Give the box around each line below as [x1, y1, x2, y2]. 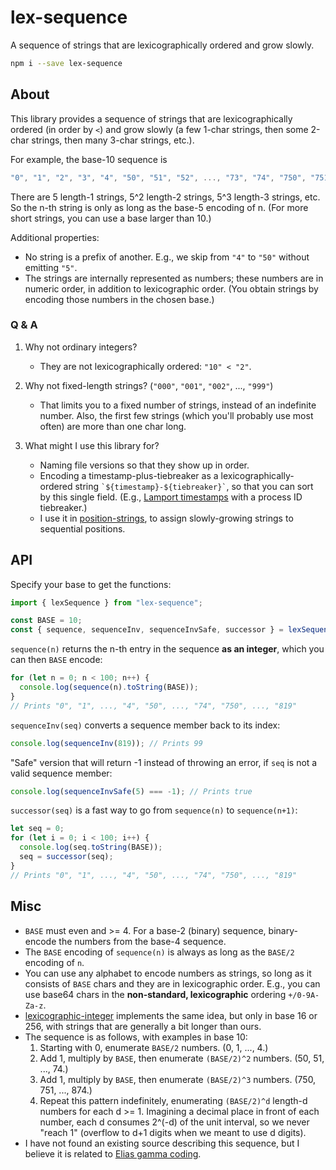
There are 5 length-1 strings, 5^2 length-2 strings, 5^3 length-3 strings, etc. [10, 191, 321, 203]
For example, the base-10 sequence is [10, 153, 168, 165]
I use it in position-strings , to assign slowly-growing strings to [39, 512, 294, 524]
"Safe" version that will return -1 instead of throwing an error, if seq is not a [10, 756, 318, 768]
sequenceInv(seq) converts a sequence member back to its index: [10, 719, 281, 731]
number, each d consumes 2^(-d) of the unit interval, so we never [39, 1116, 310, 1128]
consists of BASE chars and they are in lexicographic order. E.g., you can [24, 977, 321, 990]
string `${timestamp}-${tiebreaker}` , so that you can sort [74, 480, 314, 492]
